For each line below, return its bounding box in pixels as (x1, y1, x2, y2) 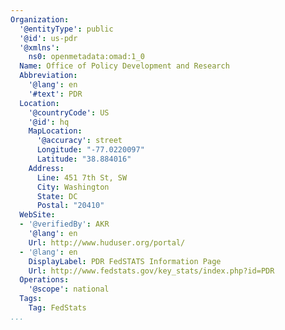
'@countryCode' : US (28, 107, 110, 118)
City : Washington (36, 182, 110, 192)
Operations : (19, 275, 70, 285)
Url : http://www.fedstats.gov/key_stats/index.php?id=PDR (28, 266, 275, 276)
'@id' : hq (28, 117, 70, 127)
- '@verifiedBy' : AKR (19, 219, 110, 230)
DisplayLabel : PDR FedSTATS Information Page (28, 256, 222, 266)
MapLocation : (28, 126, 83, 136)
